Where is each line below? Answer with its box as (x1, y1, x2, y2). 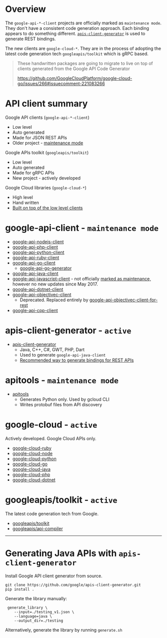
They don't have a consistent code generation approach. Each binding (5, 25, 149, 31)
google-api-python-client (12, 249, 65, 255)
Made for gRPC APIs (12, 170, 55, 176)
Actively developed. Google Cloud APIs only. (5, 435, 97, 441)
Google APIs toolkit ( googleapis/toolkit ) (5, 149, 89, 155)
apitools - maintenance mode (5, 374, 119, 386)
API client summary (5, 98, 88, 109)
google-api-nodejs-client (12, 239, 64, 245)
